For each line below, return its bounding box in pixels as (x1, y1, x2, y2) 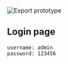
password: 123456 (7, 50, 56, 57)
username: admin (7, 44, 53, 51)
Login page (7, 26, 56, 37)
